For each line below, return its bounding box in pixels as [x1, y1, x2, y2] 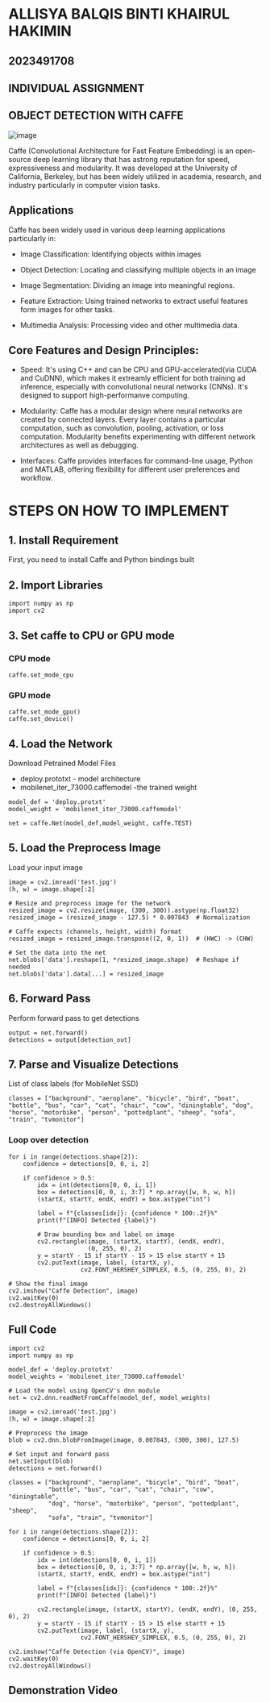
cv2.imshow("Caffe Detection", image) [8, 1287, 139, 1295]
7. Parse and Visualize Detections [8, 1058, 179, 1072]
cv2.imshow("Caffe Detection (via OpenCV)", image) [8, 1647, 185, 1655]
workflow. [19, 473, 53, 483]
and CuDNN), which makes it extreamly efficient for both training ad [19, 373, 246, 383]
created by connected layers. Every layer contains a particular [19, 414, 227, 424]
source [8, 154, 32, 164]
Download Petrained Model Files [8, 759, 117, 768]
